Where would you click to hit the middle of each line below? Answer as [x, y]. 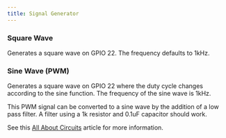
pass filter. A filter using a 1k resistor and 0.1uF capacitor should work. [107, 114]
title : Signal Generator [43, 14]
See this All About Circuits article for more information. [85, 128]
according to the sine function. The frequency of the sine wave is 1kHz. [109, 94]
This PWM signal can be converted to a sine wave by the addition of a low [113, 107]
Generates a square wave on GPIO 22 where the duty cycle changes [105, 86]
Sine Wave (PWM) [38, 71]
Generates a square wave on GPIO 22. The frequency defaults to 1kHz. [108, 53]
